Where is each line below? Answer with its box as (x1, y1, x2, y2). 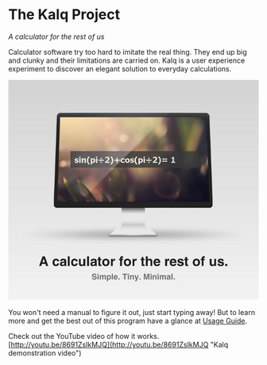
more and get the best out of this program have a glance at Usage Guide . (8, 316, 248, 326)
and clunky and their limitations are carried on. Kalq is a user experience (8, 56, 246, 65)
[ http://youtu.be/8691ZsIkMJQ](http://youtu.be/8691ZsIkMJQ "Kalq (8, 340, 229, 350)
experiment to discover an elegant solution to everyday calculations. (8, 63, 232, 73)
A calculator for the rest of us (8, 32, 105, 41)
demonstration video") (8, 348, 82, 358)
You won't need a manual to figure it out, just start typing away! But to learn (8, 308, 256, 317)
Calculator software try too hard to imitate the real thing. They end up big (8, 47, 248, 56)
